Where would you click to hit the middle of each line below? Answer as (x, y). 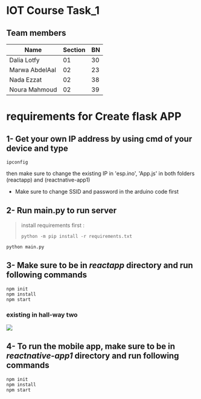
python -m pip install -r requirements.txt (77, 236)
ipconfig (17, 162)
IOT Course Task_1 (53, 11)
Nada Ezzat (26, 80)
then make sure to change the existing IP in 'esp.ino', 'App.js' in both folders (101, 173)
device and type (37, 148)
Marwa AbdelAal (33, 70)
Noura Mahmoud (33, 90)
